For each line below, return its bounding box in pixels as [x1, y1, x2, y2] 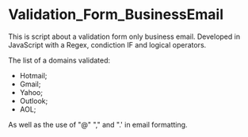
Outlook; [19, 96, 48, 105]
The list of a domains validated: [8, 55, 111, 65]
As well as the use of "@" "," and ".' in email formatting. [8, 120, 188, 129]
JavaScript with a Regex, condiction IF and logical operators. [8, 40, 207, 49]
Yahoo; [19, 87, 44, 97]
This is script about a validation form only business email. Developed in [8, 32, 240, 41]
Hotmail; [19, 70, 48, 80]
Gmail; [19, 79, 41, 89]
